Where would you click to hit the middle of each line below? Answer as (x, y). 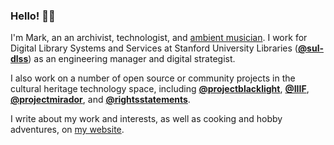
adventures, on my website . (67, 130)
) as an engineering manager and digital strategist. (132, 59)
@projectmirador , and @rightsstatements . (100, 100)
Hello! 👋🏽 (33, 16)
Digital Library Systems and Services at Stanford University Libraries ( (154, 48)
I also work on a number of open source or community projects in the (153, 78)
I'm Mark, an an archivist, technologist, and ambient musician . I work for (159, 38)
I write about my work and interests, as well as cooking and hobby (146, 119)
